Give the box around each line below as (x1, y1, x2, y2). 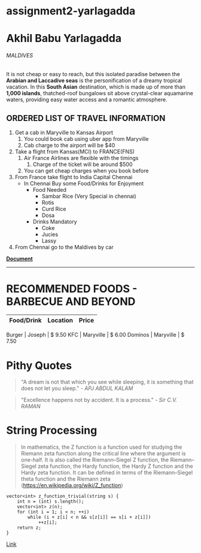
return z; (17, 525, 42, 531)
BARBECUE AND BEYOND (6, 295, 136, 308)
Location (47, 316, 74, 325)
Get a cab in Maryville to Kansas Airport (14, 129, 114, 136)
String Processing (6, 424, 98, 437)
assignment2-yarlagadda (6, 4, 136, 18)
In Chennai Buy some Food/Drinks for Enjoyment (23, 180, 144, 187)
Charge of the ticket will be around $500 (32, 161, 133, 168)
